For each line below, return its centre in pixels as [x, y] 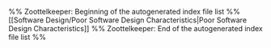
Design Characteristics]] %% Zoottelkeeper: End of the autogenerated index [135, 28]
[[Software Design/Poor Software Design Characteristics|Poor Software [128, 20]
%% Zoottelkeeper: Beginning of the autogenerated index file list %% [125, 12]
